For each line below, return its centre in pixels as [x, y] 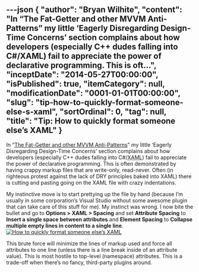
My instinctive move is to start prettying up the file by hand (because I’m [95, 194]
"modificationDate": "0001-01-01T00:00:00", [93, 94]
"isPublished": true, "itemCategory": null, [86, 84]
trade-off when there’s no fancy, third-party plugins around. [79, 262]
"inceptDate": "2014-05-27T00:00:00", [82, 75]
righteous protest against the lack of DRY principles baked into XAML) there [99, 176]
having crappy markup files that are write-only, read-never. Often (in [90, 170]
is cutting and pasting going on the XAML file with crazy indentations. [91, 182]
